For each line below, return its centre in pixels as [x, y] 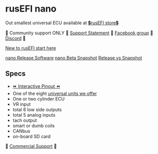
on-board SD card [31, 136]
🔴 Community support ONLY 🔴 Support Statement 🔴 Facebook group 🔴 [79, 33]
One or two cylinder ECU [39, 98]
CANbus [21, 131]
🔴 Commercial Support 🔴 [31, 146]
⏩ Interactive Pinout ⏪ [36, 86]
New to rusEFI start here [31, 48]
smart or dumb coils [34, 125]
